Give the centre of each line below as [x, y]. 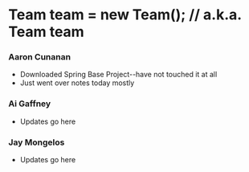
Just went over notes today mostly [77, 83]
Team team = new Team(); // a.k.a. [125, 15]
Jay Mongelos [37, 142]
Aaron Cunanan [39, 57]
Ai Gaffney [30, 104]
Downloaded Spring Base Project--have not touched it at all [118, 75]
